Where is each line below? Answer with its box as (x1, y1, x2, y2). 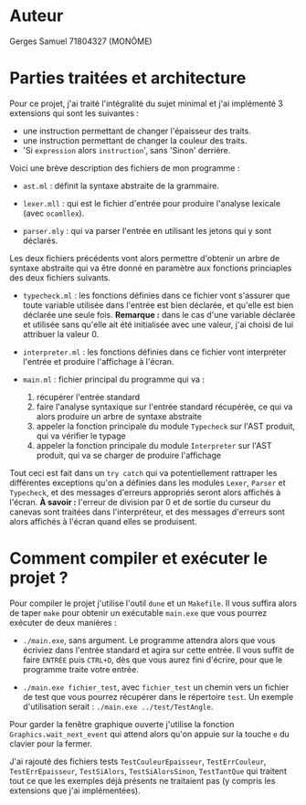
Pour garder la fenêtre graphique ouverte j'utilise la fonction (9, 718, 235, 729)
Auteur (9, 5, 64, 26)
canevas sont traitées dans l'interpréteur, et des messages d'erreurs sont (9, 506, 286, 517)
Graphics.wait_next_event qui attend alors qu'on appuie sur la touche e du (9, 728, 290, 739)
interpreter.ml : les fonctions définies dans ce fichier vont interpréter (22, 346, 287, 357)
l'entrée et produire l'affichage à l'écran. (22, 355, 174, 366)
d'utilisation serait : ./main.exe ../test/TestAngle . (22, 701, 214, 712)
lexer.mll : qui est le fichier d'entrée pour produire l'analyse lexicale (22, 197, 281, 208)
